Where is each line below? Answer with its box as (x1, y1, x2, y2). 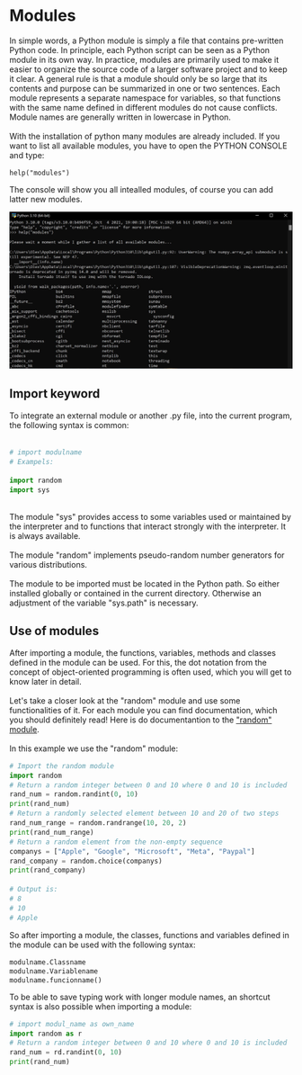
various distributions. (9, 559, 88, 569)
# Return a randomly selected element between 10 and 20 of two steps (9, 809, 280, 819)
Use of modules (9, 623, 100, 639)
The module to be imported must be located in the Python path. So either (9, 578, 280, 589)
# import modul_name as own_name (9, 1019, 135, 1028)
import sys (9, 486, 50, 495)
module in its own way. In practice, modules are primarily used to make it (9, 54, 280, 65)
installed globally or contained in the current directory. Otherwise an (9, 587, 262, 598)
